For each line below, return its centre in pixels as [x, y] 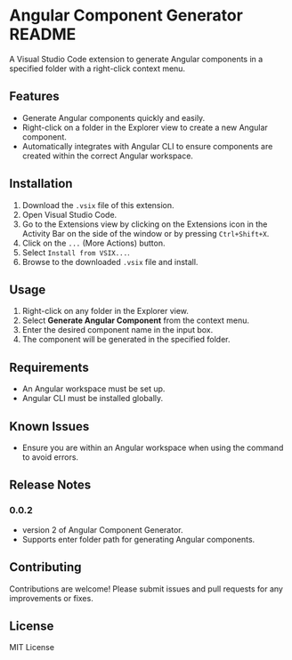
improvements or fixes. [51, 598]
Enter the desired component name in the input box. [118, 330]
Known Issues [49, 427]
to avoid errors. [50, 457]
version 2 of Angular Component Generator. [102, 529]
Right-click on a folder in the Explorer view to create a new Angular [145, 127]
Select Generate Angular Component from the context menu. [136, 320]
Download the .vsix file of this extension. [98, 205]
